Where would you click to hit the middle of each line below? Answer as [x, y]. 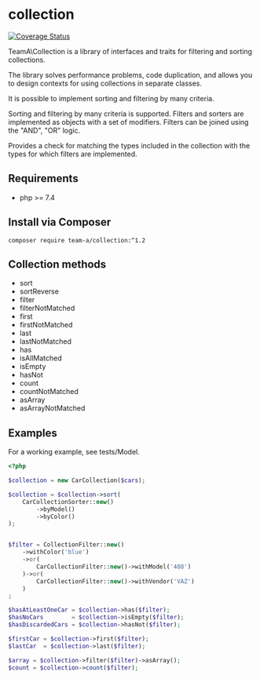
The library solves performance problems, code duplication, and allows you [130, 75]
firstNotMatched [46, 325]
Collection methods [57, 264]
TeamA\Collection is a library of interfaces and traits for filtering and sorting [130, 51]
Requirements [43, 179]
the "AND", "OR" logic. [44, 130]
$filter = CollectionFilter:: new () [66, 545]
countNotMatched [49, 392]
